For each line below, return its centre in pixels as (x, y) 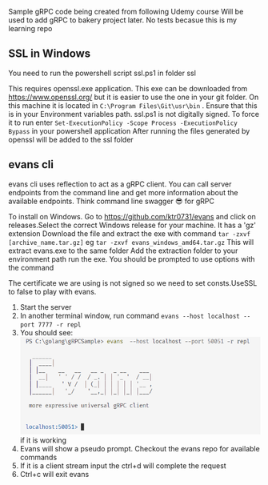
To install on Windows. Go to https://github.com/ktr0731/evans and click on (132, 216)
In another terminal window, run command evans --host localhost (130, 315)
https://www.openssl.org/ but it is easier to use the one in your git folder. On (134, 97)
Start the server (46, 307)
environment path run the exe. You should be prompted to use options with (132, 259)
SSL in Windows (50, 54)
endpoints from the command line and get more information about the (123, 192)
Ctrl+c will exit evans (54, 475)
